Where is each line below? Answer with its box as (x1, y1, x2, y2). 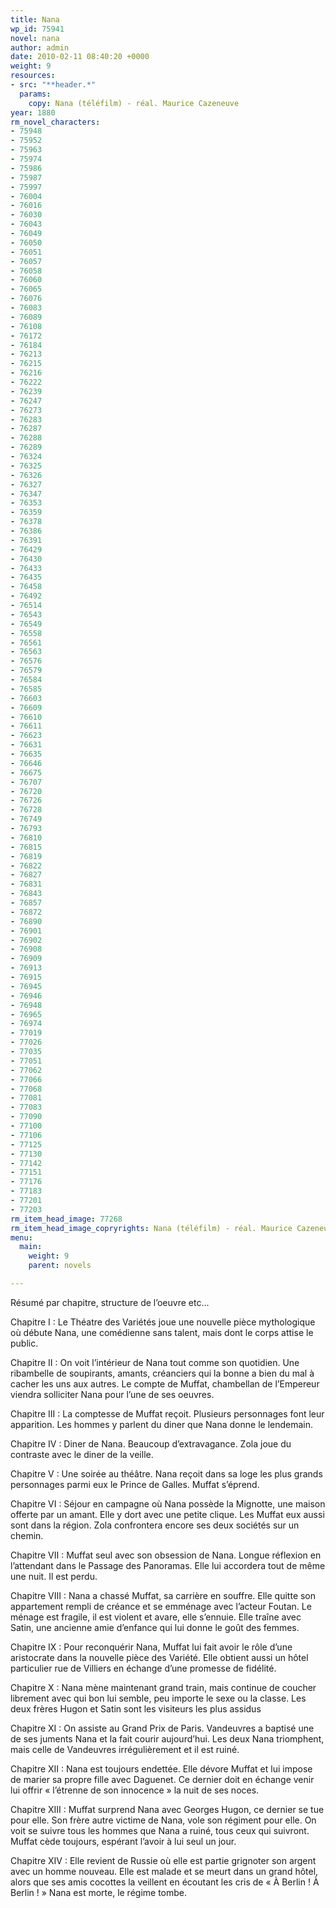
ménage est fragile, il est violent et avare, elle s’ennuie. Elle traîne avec (10, 1611, 302, 1623)
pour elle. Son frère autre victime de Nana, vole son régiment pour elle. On (10, 1814, 317, 1826)
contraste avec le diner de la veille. (10, 1448, 154, 1460)
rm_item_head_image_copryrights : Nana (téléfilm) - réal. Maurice (10, 1223, 293, 1233)
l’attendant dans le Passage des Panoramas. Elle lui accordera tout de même (10, 1559, 326, 1571)
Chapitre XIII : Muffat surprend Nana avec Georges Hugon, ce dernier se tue (10, 1803, 325, 1815)
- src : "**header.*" (10, 80, 97, 90)
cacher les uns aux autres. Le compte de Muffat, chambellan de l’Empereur (10, 1377, 320, 1390)
